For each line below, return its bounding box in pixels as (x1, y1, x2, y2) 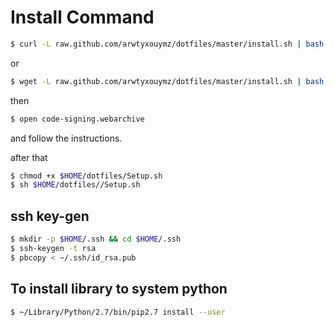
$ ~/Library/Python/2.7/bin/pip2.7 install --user (10, 307, 226, 317)
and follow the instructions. (10, 132, 123, 144)
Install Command (10, 6, 155, 29)
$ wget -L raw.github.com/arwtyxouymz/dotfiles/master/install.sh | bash (10, 76, 325, 86)
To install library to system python (10, 281, 228, 298)
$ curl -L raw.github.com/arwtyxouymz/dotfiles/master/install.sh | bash (10, 39, 325, 49)
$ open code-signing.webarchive (10, 114, 145, 124)
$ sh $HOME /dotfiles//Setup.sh (10, 180, 141, 190)
